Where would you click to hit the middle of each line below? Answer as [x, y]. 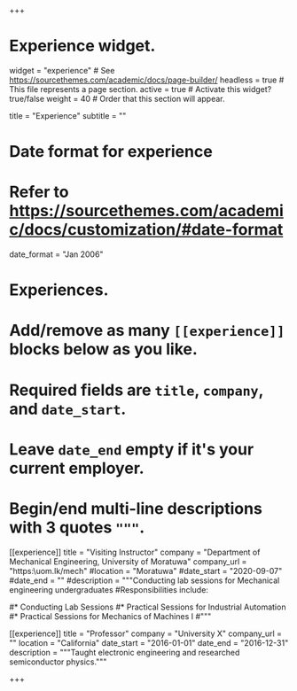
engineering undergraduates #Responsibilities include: [109, 589]
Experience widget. [82, 46]
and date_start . [68, 409]
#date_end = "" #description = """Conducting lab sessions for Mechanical [145, 580]
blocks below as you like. [103, 349]
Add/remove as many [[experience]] [147, 331]
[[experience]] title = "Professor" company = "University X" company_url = [145, 633]
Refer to [39, 192]
